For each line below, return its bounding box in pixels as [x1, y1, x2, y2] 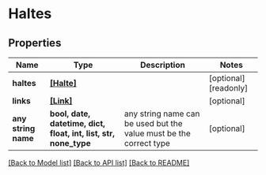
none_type [50, 138, 91, 148]
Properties [8, 36, 62, 50]
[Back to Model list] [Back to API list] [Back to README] [8, 158, 190, 167]
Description [139, 60, 186, 70]
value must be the [123, 128, 192, 139]
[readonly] [208, 83, 249, 93]
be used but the [123, 118, 184, 128]
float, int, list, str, [50, 128, 115, 139]
